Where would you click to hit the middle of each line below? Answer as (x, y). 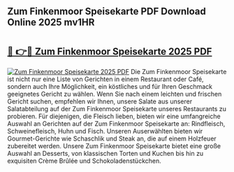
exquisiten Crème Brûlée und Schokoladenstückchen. (85, 161)
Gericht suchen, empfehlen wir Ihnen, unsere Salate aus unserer (100, 101)
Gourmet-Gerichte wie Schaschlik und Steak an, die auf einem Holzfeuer (112, 138)
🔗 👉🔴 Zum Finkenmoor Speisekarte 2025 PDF (110, 51)
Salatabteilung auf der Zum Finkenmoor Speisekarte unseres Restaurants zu (117, 109)
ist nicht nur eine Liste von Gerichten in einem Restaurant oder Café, (105, 79)
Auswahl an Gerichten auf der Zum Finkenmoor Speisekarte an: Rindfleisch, (116, 124)
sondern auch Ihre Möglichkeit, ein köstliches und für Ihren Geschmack (110, 86)
